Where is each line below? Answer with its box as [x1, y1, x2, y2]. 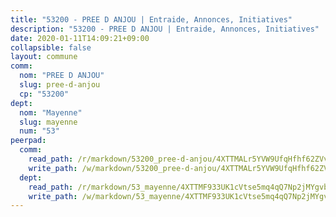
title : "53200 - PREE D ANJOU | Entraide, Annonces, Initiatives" [10, 14, 293, 25]
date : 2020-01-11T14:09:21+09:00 [10, 33, 150, 43]
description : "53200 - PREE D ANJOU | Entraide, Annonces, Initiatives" [10, 24, 320, 34]
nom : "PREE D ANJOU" [19, 71, 105, 81]
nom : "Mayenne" [19, 107, 83, 118]
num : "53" [19, 126, 60, 136]
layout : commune [10, 52, 78, 62]
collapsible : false [10, 42, 92, 53]
